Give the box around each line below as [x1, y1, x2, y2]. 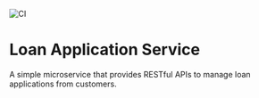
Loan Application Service [9, 40, 201, 60]
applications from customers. [9, 78, 118, 89]
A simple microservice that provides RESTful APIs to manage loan [9, 69, 252, 79]
